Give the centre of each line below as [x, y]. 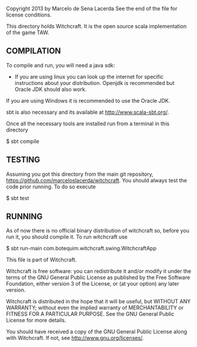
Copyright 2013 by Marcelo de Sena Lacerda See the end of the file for [92, 9]
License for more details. [36, 320]
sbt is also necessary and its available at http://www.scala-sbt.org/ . [88, 112]
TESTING [23, 160]
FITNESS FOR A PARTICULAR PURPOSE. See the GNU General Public [90, 314]
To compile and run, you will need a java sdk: [61, 65]
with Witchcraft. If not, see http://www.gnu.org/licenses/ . [75, 338]
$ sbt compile [23, 141]
